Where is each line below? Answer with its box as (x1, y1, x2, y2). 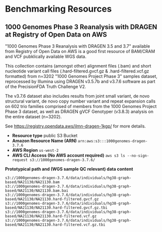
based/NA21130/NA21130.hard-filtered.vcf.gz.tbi (5, 222, 106, 227)
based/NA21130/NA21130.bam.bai (5, 188, 69, 193)
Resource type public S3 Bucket (12, 133, 78, 138)
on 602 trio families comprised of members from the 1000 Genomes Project (5, 104, 157, 109)
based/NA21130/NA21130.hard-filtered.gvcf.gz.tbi (5, 205, 108, 210)
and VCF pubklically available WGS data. (5, 54, 87, 59)
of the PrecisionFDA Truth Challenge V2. (5, 84, 87, 89)
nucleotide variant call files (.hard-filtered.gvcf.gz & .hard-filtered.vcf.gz (5, 68, 149, 74)
